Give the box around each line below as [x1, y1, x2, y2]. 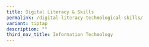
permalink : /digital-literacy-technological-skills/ [6, 15, 144, 21]
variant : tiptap [6, 20, 48, 26]
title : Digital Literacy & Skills [6, 9, 95, 15]
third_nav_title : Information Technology [6, 32, 114, 38]
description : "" [6, 26, 48, 32]
